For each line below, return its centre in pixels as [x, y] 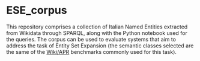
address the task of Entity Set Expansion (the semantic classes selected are [100, 46]
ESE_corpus [37, 10]
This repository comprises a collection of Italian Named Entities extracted [97, 27]
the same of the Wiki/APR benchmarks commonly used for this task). [92, 52]
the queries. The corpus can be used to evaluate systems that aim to [91, 39]
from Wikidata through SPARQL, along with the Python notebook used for [97, 33]
